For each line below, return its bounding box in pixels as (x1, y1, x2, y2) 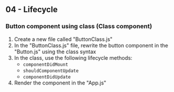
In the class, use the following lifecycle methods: (14, 54, 133, 61)
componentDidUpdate (22, 74, 71, 80)
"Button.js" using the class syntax (14, 48, 97, 55)
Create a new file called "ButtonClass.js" (14, 35, 113, 43)
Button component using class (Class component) (5, 22, 153, 30)
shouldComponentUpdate (22, 67, 79, 74)
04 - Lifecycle (5, 5, 58, 15)
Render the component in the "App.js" (14, 79, 107, 86)
